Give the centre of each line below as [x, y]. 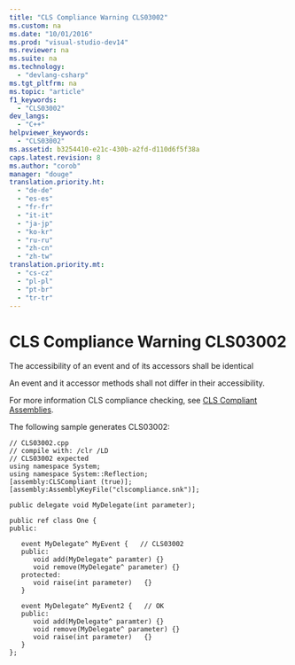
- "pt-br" [35, 289]
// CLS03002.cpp [39, 443]
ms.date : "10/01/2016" [51, 34]
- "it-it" [35, 215]
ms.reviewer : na [39, 51]
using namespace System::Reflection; [79, 474]
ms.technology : [37, 67]
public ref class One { [53, 521]
